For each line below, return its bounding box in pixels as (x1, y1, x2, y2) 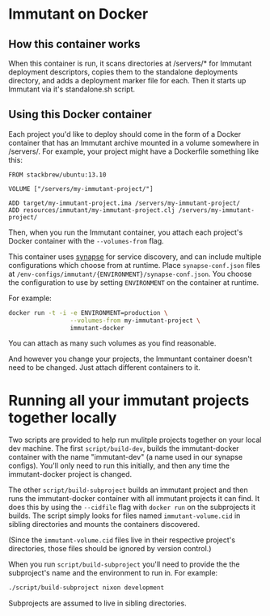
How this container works (8, 37, 141, 51)
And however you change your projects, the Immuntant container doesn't (8, 354, 252, 364)
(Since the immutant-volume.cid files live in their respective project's (8, 535, 236, 545)
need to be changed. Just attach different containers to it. (8, 363, 200, 372)
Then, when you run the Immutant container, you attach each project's (8, 227, 243, 237)
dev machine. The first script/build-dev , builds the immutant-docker (8, 444, 240, 453)
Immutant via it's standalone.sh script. (8, 84, 136, 94)
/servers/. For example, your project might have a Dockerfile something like (8, 147, 259, 156)
